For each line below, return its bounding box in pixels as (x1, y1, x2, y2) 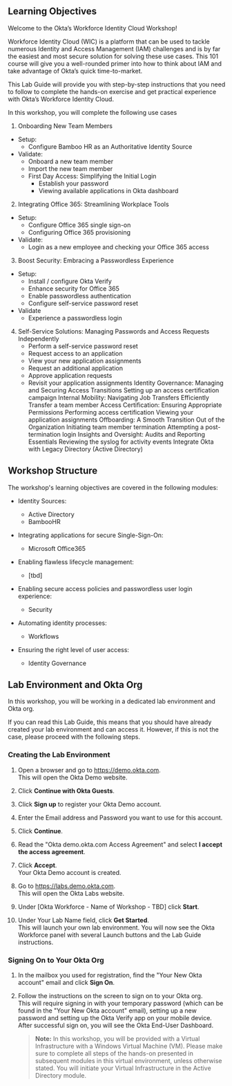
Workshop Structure (8, 465, 98, 477)
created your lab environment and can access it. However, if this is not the (8, 725, 220, 734)
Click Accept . (17, 861, 57, 869)
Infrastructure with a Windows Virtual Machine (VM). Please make (35, 1042, 223, 1051)
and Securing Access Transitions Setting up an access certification (28, 386, 220, 394)
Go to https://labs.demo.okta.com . (17, 882, 116, 890)
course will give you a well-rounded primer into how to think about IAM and (8, 59, 222, 68)
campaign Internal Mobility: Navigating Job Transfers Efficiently (28, 393, 210, 401)
